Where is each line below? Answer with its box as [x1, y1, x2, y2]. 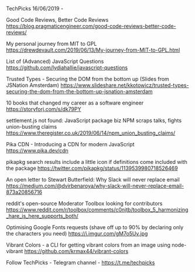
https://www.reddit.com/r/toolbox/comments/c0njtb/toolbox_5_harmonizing [6, 206, 189, 213]
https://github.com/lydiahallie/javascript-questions [6, 64, 128, 71]
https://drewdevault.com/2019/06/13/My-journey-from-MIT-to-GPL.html [6, 46, 180, 53]
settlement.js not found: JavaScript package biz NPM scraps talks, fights [6, 117, 182, 124]
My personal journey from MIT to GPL [6, 41, 97, 47]
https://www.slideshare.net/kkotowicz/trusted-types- [60, 82, 189, 89]
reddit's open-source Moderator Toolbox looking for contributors [6, 200, 163, 207]
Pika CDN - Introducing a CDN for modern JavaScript [6, 141, 135, 147]
